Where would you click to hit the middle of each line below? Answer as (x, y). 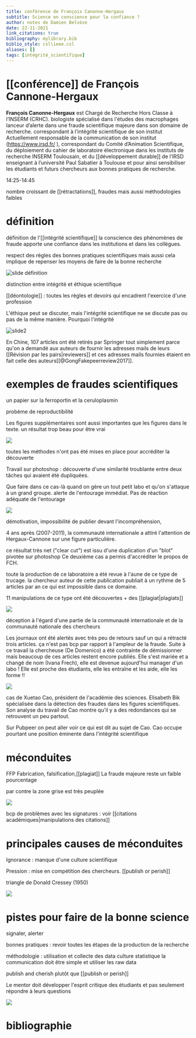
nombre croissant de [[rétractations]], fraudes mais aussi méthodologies (94, 192)
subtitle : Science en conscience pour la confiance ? (73, 17)
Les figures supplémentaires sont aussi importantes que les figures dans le (97, 423)
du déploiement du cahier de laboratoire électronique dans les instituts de (95, 150)
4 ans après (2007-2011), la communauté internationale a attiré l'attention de (98, 533)
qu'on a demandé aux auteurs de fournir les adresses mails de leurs (88, 348)
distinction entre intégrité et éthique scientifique (64, 284)
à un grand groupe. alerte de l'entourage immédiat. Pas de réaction (87, 493)
